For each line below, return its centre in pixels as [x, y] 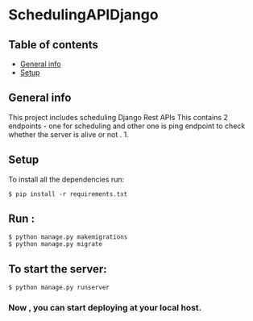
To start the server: [58, 269]
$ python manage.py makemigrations [68, 237]
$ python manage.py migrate [56, 244]
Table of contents [53, 45]
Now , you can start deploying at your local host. [105, 308]
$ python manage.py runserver [59, 288]
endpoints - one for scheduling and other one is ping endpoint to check [127, 126]
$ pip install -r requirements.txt [68, 194]
